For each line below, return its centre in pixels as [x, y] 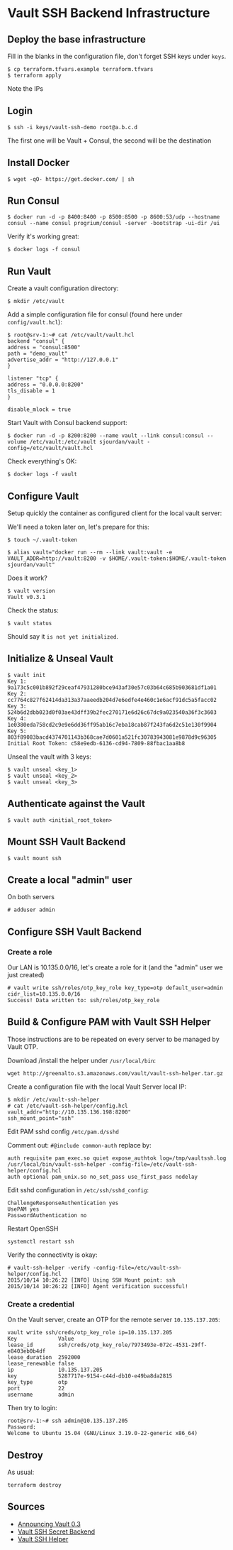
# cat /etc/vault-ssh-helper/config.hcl [68, 1106]
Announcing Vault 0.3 [49, 1524]
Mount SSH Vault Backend [67, 842]
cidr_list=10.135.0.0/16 [44, 994]
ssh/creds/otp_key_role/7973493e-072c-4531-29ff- [132, 1345]
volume [17, 442]
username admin [41, 1395]
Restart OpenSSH [33, 1229]
